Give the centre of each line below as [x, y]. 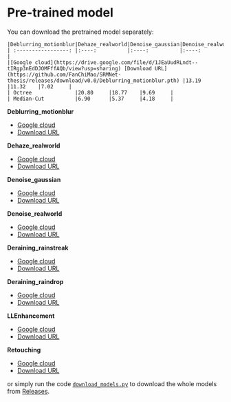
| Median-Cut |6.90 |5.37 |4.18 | [90, 99]
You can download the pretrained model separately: [80, 32]
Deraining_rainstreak [38, 248]
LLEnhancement [31, 316]
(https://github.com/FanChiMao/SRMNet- [64, 74]
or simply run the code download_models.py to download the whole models [112, 383]
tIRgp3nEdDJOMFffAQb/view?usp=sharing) [64, 68]
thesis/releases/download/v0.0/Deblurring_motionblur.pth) [93, 81]
